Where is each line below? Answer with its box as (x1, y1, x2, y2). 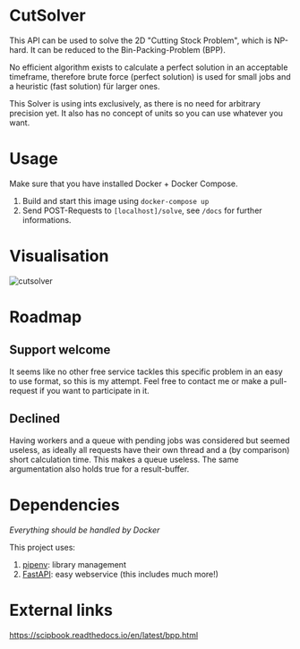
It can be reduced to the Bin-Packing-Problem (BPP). (30, 44, 226, 55)
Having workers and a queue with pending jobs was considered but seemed (9, 435, 290, 446)
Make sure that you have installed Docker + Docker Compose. (9, 178, 238, 189)
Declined (9, 411, 61, 426)
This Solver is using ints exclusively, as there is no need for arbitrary (9, 98, 261, 108)
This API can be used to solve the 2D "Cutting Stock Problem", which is (9, 35, 272, 46)
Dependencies (9, 494, 120, 515)
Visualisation (9, 246, 109, 267)
